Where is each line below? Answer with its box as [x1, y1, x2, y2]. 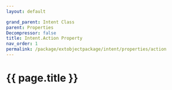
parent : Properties [6, 25, 54, 30]
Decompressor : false [6, 30, 57, 36]
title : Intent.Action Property [6, 36, 83, 41]
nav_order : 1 [6, 41, 38, 47]
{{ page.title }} [6, 71, 79, 85]
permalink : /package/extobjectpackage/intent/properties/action [6, 46, 167, 53]
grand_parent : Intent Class [6, 19, 75, 25]
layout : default [6, 8, 46, 15]
